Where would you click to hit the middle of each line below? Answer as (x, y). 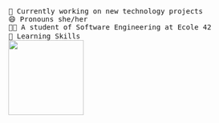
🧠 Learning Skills (45, 36)
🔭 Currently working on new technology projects (105, 11)
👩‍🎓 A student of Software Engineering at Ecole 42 (110, 27)
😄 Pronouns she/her (48, 19)
